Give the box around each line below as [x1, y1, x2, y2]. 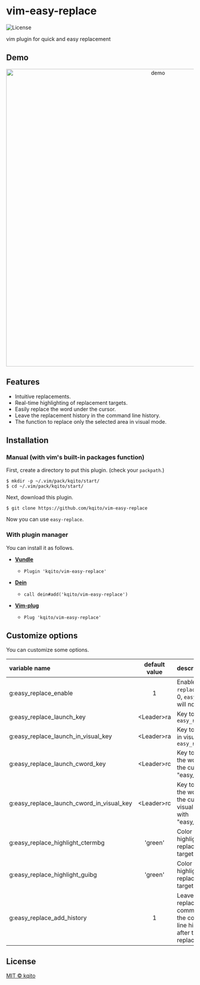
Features [6, 377, 40, 387]
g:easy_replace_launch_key [9, 713, 86, 721]
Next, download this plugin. [6, 494, 73, 501]
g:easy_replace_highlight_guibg [9, 871, 97, 879]
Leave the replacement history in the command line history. [14, 412, 161, 419]
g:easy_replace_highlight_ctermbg [9, 839, 105, 847]
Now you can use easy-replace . [6, 516, 85, 523]
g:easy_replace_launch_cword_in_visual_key [9, 799, 133, 808]
